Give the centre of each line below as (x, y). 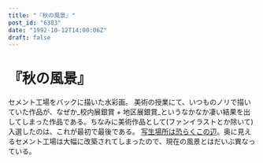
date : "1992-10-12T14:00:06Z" (58, 30)
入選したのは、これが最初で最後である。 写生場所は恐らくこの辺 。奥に (123, 132)
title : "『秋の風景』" (42, 15)
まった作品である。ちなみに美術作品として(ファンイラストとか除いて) (141, 122)
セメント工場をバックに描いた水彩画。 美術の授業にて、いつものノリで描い (130, 102)
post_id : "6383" (35, 23)
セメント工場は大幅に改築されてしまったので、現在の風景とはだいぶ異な (131, 142)
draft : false (30, 37)
